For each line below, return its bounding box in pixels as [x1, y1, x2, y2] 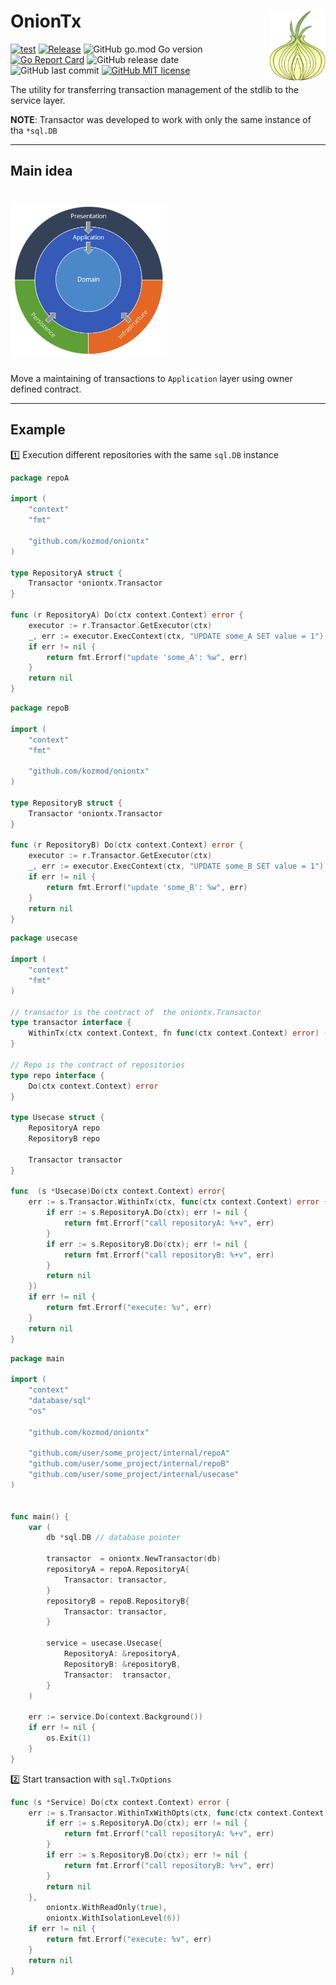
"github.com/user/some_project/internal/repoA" [28, 1448, 230, 1459]
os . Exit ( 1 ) [46, 1733, 92, 1744]
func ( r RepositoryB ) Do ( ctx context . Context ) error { [10, 840, 244, 850]
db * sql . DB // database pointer [46, 1533, 182, 1543]
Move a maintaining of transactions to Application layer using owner [10, 372, 293, 384]
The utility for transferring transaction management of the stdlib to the [10, 83, 299, 95]
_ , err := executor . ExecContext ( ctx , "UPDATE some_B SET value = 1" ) [28, 861, 325, 872]
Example [10, 421, 66, 439]
